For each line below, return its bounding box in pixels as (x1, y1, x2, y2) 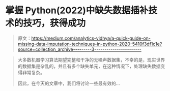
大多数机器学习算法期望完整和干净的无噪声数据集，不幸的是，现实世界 (17, 56, 165, 63)
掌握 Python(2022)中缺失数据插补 (5, 5, 149, 16)
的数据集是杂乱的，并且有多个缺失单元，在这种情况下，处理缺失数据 (17, 63, 161, 69)
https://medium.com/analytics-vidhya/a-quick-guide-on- (31, 35, 151, 41)
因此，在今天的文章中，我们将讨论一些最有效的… (17, 80, 120, 86)
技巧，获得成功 (23, 17, 86, 29)
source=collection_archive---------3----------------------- (17, 46, 141, 52)
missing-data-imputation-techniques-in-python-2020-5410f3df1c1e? (17, 41, 162, 47)
